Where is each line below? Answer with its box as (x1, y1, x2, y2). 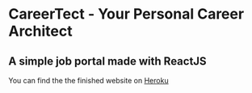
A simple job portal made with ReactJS (8, 54, 208, 68)
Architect (8, 22, 73, 40)
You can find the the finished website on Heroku (8, 76, 169, 85)
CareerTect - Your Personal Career (8, 5, 245, 23)
